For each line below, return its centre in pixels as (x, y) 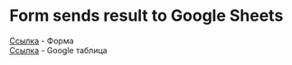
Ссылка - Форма (42, 41)
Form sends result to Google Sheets (146, 16)
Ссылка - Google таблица (58, 50)
